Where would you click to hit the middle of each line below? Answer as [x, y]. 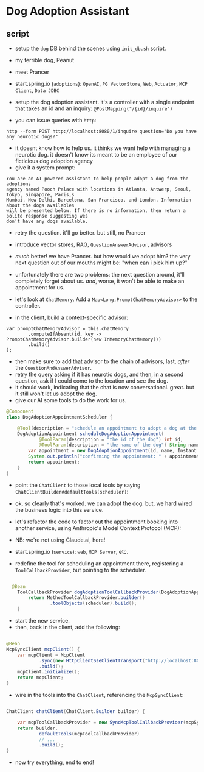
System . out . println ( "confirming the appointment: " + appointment [114, 456]
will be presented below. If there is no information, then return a [96, 211]
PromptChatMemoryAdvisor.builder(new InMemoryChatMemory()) [84, 339]
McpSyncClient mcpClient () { [43, 649]
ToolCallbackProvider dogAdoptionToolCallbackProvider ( [90, 592]
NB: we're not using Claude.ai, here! [60, 540]
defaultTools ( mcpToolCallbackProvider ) [89, 734]
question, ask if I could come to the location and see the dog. [92, 381]
